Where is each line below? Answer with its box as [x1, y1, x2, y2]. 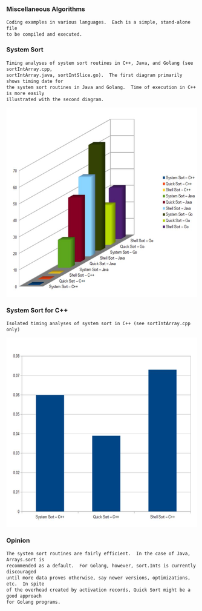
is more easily [6, 90, 45, 96]
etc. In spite [6, 581, 45, 587]
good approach [6, 593, 42, 599]
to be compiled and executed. [6, 31, 83, 38]
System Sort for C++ [6, 306, 68, 314]
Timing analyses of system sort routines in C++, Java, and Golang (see [6, 60, 194, 66]
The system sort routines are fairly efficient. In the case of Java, [6, 550, 191, 557]
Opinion [6, 536, 30, 544]
